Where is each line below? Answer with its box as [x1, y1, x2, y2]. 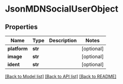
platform [7, 45, 28, 52]
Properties [5, 23, 38, 31]
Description [49, 37, 77, 44]
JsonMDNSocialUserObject [5, 3, 119, 15]
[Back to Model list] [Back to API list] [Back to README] [5, 74, 117, 79]
